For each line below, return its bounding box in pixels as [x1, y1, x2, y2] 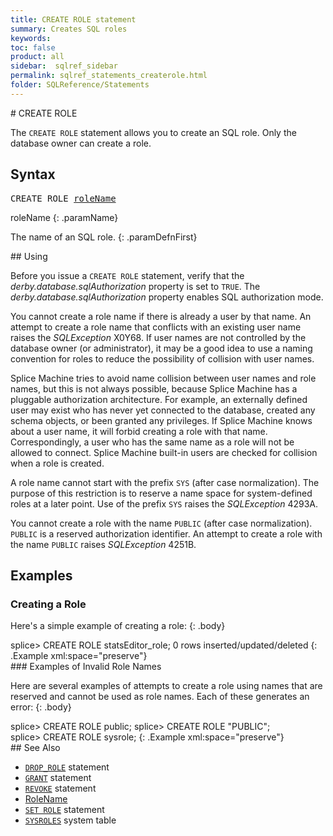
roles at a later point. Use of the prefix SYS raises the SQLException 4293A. [10, 497, 319, 510]
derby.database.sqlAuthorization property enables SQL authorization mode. [10, 291, 324, 303]
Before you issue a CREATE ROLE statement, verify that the [10, 269, 245, 281]
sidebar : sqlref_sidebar [10, 61, 118, 71]
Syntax [10, 166, 56, 183]
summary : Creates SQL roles [10, 24, 128, 34]
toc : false [10, 42, 56, 53]
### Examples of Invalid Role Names [10, 661, 162, 673]
